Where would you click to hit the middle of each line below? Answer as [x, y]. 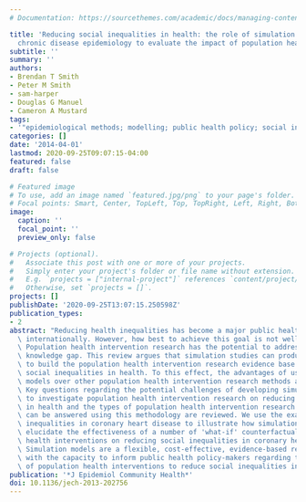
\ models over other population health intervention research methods [154, 381]
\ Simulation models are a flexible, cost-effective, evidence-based [152, 449]
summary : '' [32, 60]
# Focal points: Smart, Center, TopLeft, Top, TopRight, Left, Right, [146, 204]
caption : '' [41, 221]
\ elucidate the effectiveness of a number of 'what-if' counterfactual [158, 433]
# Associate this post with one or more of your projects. [128, 262]
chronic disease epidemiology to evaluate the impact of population [150, 43]
